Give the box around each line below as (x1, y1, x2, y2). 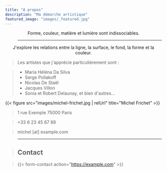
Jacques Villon (24, 85, 56, 91)
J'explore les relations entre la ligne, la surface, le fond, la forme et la (12, 44, 155, 50)
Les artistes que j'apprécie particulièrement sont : (17, 59, 119, 65)
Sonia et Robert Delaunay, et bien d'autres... (24, 90, 115, 96)
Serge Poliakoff (24, 74, 56, 80)
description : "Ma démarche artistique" (5, 12, 88, 17)
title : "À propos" (5, 7, 43, 12)
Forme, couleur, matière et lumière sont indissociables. (27, 30, 140, 36)
